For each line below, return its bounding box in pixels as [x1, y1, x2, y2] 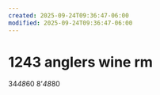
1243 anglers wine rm [8, 53, 153, 71]
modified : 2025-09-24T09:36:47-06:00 [8, 19, 133, 27]
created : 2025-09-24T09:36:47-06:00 [8, 11, 129, 20]
